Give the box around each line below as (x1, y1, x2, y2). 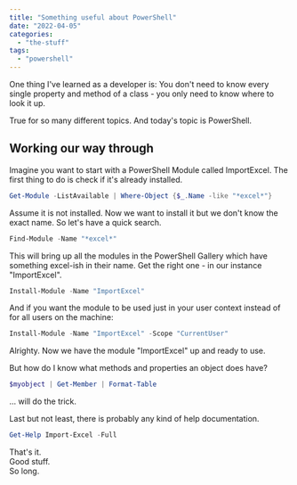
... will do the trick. (9, 396, 77, 407)
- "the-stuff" (17, 37, 69, 47)
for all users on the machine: (9, 312, 114, 323)
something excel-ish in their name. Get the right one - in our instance (9, 259, 262, 270)
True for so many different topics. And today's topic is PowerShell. (9, 115, 252, 126)
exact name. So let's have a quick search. (9, 217, 162, 227)
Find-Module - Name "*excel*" (9, 234, 117, 243)
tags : (9, 46, 29, 55)
